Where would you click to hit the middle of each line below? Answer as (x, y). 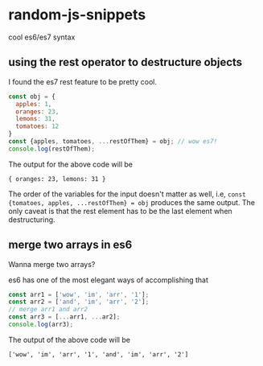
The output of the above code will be (70, 339)
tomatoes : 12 (37, 126)
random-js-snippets (77, 15)
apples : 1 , (34, 104)
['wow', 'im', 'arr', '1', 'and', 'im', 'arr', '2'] (99, 354)
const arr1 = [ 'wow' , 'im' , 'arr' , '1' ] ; (79, 294)
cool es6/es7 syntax (42, 37)
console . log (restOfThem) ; (51, 149)
